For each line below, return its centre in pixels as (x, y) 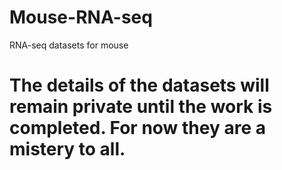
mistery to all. (67, 149)
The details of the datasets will (139, 85)
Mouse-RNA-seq (81, 17)
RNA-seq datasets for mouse (69, 45)
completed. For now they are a (137, 128)
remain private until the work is (141, 107)
